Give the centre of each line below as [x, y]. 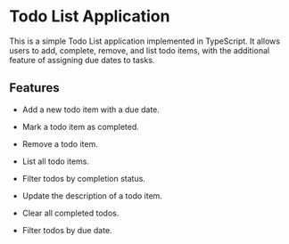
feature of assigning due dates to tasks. [82, 60]
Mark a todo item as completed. [81, 126]
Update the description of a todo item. [92, 195]
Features [34, 88]
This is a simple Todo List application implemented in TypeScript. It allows [145, 41]
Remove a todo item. [60, 143]
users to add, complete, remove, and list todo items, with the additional [140, 50]
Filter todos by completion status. [83, 178]
